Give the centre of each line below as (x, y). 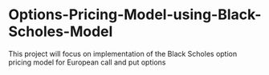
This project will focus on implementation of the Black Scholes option (123, 53)
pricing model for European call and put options (87, 62)
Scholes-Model (61, 32)
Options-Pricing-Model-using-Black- (135, 15)
